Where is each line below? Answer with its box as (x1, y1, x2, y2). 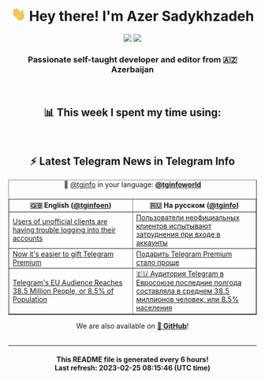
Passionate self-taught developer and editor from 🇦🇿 (27, 54, 238, 65)
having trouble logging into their (13, 225, 116, 235)
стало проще (136, 257, 180, 266)
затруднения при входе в (136, 229, 221, 239)
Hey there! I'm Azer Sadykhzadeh (28, 7, 255, 25)
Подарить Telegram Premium (136, 249, 233, 259)
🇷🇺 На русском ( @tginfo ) (149, 200, 239, 210)
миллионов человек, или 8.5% (136, 295, 239, 304)
